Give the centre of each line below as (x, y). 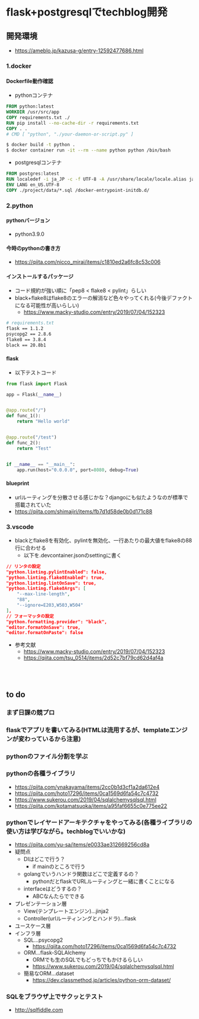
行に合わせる (30, 548)
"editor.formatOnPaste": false (45, 633)
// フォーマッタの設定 (30, 616)
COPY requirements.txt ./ (38, 117)
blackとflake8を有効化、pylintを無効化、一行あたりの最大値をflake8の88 (103, 540)
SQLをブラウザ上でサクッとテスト (55, 997)
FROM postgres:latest (33, 174)
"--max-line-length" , (43, 594)
